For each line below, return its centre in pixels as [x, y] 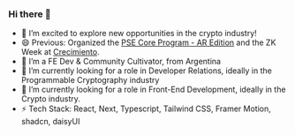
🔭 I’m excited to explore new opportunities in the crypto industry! [139, 34]
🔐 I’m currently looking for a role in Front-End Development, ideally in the [153, 90]
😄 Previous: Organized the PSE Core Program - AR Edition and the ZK [148, 42]
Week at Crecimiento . [61, 52]
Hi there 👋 [30, 14]
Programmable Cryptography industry [90, 80]
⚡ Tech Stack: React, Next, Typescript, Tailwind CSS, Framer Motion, [146, 109]
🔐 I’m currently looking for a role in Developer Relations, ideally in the [147, 71]
